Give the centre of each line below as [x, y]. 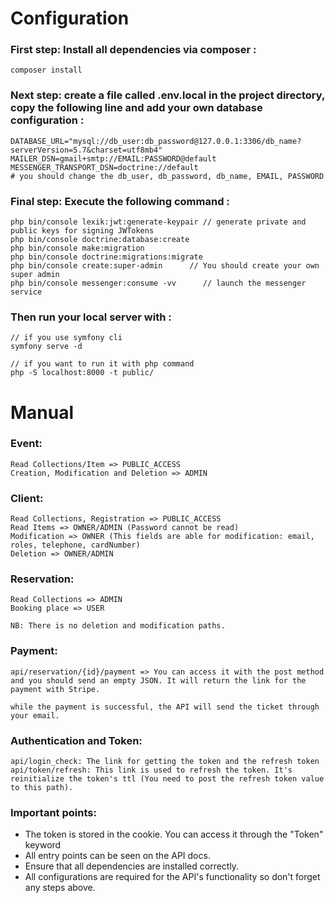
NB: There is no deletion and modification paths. [118, 626]
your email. [35, 715]
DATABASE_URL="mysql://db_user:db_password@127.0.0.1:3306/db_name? [156, 141]
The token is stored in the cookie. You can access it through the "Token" [174, 834]
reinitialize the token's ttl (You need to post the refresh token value [167, 779]
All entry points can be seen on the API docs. [117, 856]
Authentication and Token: [76, 740]
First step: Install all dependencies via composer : [133, 50]
